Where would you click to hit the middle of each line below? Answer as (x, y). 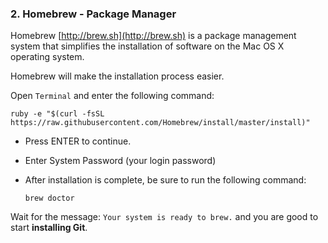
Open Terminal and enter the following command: (112, 96)
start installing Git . (49, 228)
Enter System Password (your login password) (120, 161)
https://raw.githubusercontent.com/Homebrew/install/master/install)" (160, 123)
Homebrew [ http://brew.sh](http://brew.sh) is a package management (153, 36)
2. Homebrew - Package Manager (93, 14)
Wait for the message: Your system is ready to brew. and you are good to (164, 217)
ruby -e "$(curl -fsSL (57, 114)
